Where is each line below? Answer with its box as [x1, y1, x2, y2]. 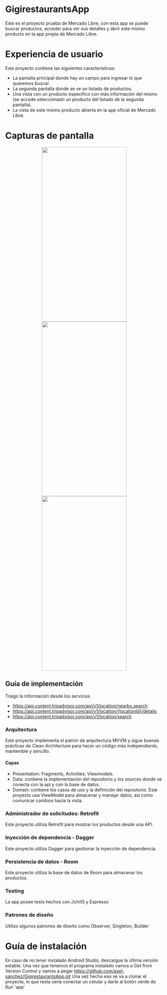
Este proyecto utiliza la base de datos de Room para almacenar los [5, 870, 143, 876]
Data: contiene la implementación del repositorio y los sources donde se [12, 776, 162, 782]
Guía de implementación [5, 679, 83, 688]
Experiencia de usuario [5, 49, 103, 60]
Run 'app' [5, 984, 25, 990]
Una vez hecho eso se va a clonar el [72, 973, 147, 979]
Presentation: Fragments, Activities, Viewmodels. [12, 771, 114, 777]
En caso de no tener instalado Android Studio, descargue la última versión [5, 957, 158, 963]
